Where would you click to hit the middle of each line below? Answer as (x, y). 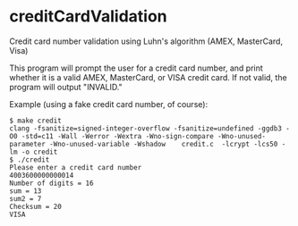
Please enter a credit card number (76, 167)
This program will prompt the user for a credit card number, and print (136, 68)
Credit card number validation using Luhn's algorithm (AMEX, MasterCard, (146, 41)
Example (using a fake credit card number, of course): (109, 104)
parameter (28, 144)
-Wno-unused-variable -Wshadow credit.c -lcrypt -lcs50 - (167, 144)
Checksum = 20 (36, 206)
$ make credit (36, 121)
